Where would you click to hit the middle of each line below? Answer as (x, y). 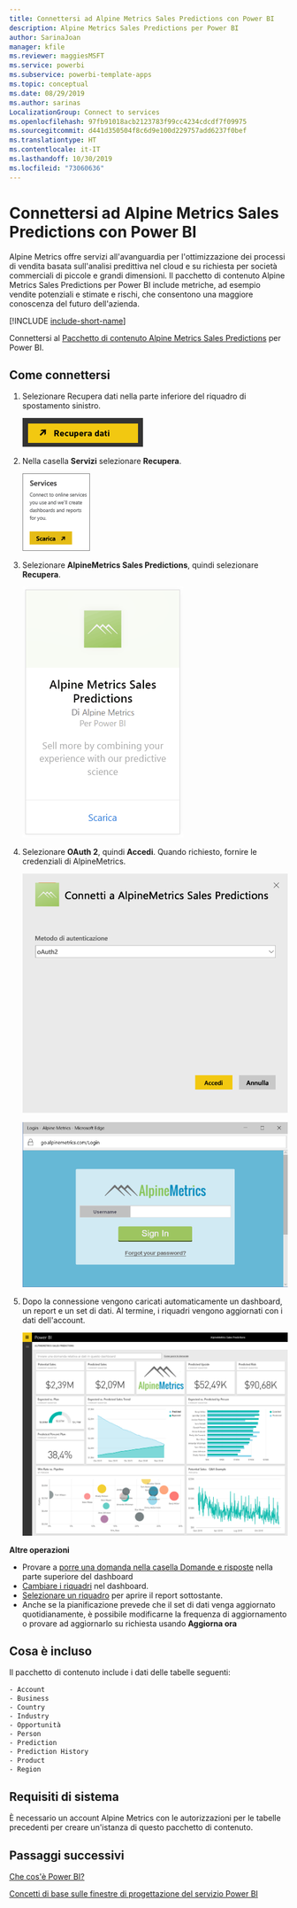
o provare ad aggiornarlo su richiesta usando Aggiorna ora (129, 1623)
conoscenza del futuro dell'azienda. (74, 303)
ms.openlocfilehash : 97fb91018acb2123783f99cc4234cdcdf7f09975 (128, 121)
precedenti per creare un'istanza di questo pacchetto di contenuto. (131, 1827)
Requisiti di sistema (64, 1797)
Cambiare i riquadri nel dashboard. (85, 1586)
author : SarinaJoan (45, 37)
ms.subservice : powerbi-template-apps (80, 75)
